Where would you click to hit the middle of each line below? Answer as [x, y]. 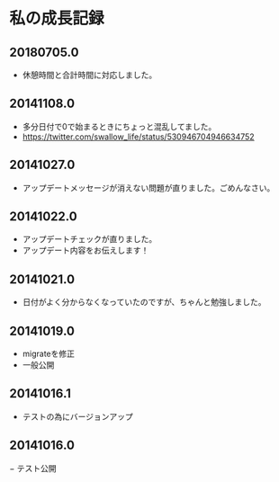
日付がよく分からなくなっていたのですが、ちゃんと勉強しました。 [144, 302]
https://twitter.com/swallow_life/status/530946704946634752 [138, 137]
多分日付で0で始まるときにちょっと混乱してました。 [119, 126]
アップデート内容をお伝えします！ [85, 250]
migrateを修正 [48, 354]
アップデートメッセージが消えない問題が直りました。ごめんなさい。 [148, 187]
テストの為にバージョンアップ [77, 416]
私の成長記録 [57, 18]
